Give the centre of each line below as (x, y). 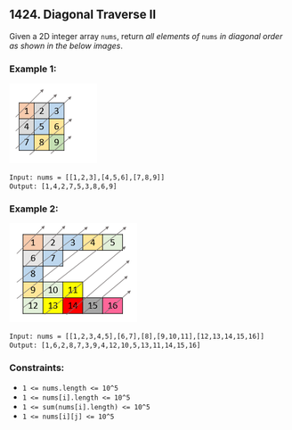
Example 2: (34, 209)
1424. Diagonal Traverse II (83, 15)
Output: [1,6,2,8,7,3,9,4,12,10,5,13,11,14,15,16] (105, 346)
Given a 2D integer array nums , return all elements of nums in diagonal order (146, 36)
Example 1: (33, 69)
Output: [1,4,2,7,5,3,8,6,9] (63, 186)
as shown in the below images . (66, 45)
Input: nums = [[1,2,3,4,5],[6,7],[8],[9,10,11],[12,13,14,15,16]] (137, 337)
